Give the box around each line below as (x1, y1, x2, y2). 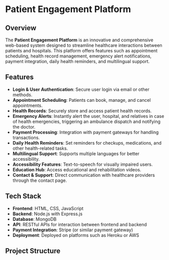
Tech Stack (5, 192, 41, 201)
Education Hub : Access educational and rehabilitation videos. (12, 166, 141, 172)
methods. (12, 92, 33, 98)
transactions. (12, 135, 40, 141)
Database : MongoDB (12, 216, 57, 222)
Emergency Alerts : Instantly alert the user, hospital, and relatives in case (12, 113, 164, 119)
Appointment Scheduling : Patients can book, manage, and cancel (12, 97, 151, 103)
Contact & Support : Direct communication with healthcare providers (12, 172, 155, 178)
